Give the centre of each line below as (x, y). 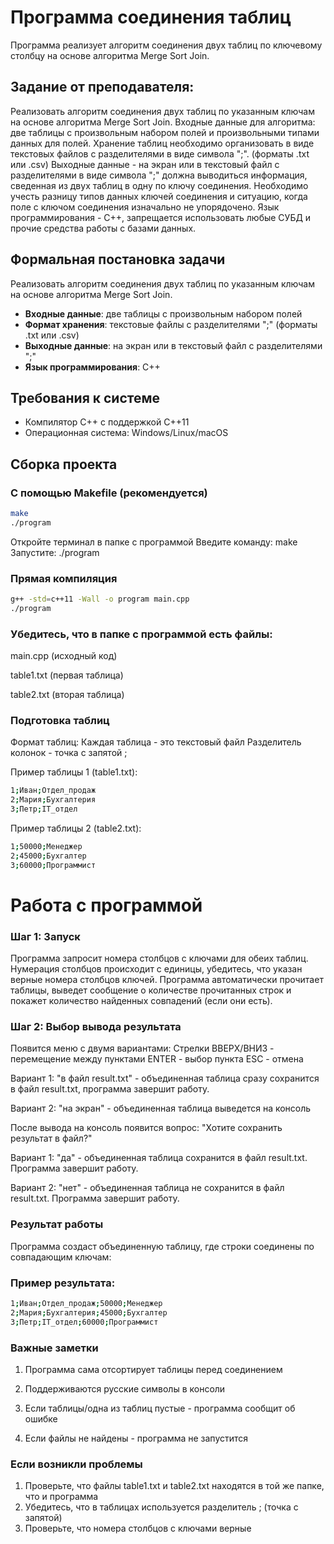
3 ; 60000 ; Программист (53, 865)
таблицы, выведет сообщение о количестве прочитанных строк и (151, 990)
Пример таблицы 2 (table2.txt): (76, 828)
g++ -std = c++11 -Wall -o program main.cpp (100, 599)
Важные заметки (54, 1348)
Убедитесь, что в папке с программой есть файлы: (141, 634)
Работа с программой (106, 905)
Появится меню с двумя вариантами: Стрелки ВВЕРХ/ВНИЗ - (142, 1048)
